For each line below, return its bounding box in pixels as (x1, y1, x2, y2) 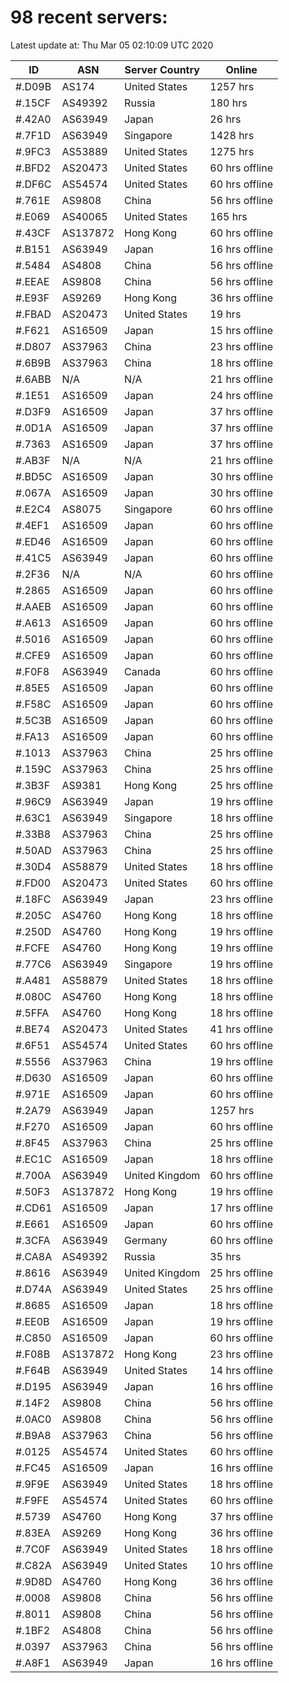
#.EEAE (15, 274, 50, 288)
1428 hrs (209, 128, 255, 142)
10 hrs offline (209, 1558, 273, 1572)
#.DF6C (15, 177, 52, 191)
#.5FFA (15, 1006, 50, 1020)
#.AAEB (15, 599, 52, 613)
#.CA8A (15, 1249, 53, 1263)
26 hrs (209, 112, 242, 126)
